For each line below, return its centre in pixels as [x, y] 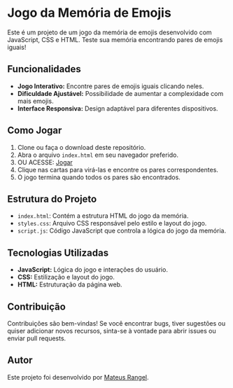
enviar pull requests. [37, 338]
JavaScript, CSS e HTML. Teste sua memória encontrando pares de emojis [115, 39]
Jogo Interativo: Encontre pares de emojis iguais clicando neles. [111, 86]
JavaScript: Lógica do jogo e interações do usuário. [92, 270]
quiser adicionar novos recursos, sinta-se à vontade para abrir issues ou [112, 331]
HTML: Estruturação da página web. [70, 284]
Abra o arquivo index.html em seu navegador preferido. [98, 155]
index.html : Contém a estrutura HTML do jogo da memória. [103, 216]
